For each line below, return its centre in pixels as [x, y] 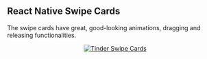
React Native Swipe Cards [64, 11]
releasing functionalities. [42, 35]
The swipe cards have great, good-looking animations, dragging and [104, 27]
